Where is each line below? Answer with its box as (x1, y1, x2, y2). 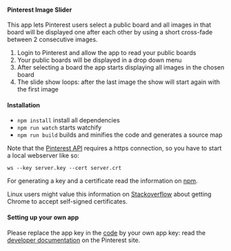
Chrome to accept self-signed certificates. (7, 197, 128, 206)
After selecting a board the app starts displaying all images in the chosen (17, 63, 225, 72)
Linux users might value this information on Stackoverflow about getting (7, 190, 212, 199)
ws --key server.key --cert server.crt (7, 165, 122, 172)
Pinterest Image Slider (7, 6, 72, 14)
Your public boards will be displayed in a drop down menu (17, 56, 182, 65)
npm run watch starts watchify (17, 124, 102, 132)
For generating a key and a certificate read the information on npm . (7, 177, 198, 185)
